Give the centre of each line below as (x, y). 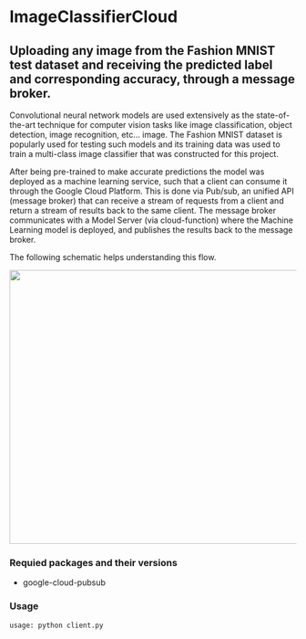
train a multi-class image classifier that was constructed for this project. (144, 154)
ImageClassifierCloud (94, 17)
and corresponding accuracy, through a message (153, 79)
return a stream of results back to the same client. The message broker (143, 210)
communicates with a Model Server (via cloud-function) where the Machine (152, 220)
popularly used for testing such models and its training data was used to (145, 144)
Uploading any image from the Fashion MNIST (143, 51)
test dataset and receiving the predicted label (141, 64)
